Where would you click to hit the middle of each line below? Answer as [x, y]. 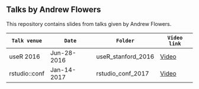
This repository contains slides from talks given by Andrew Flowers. [89, 24]
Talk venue [27, 40]
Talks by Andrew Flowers [54, 10]
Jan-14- [63, 70]
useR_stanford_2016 [125, 57]
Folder [125, 40]
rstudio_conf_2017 [123, 73]
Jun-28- [63, 52]
